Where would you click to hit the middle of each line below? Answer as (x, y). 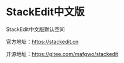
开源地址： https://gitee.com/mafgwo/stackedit (62, 54)
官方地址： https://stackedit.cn (42, 41)
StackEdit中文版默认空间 (36, 29)
